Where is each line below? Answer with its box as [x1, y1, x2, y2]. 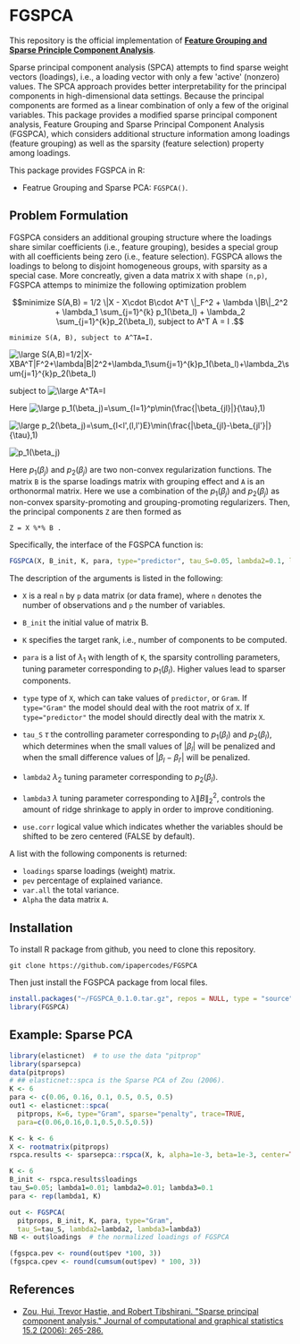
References [9, 1282, 75, 1297]
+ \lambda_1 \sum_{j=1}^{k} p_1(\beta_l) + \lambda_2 [54, 306, 246, 317]
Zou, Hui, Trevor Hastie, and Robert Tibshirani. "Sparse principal [21, 1305, 259, 1316]
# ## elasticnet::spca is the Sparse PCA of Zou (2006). [9, 1076, 226, 1085]
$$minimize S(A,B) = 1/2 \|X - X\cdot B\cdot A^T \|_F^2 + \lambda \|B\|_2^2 [12, 296, 288, 307]
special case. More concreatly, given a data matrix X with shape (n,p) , [9, 270, 268, 280]
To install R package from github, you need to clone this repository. [9, 944, 256, 954]
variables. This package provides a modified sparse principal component [9, 109, 278, 120]
